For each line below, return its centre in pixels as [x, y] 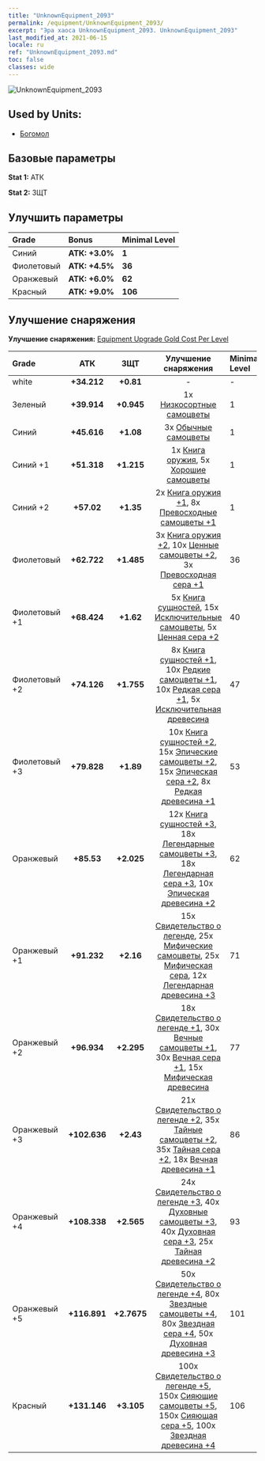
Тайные [188, 1130]
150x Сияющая [188, 1415]
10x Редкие [188, 670]
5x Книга [188, 597]
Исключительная [188, 709]
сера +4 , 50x [188, 1333]
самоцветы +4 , [188, 1313]
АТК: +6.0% [91, 279]
